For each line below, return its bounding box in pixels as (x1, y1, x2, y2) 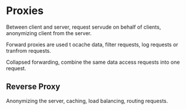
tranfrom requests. (6, 47, 52, 54)
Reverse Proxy (6, 82, 60, 92)
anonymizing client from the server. (6, 29, 92, 36)
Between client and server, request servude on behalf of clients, (6, 23, 161, 30)
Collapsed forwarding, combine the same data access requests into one (6, 59, 180, 66)
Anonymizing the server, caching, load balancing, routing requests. (6, 97, 168, 104)
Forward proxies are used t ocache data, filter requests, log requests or (6, 41, 178, 48)
